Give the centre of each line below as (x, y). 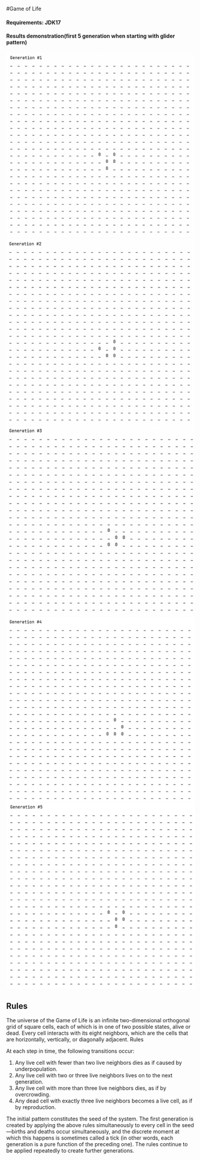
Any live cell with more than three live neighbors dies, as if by (90, 1088)
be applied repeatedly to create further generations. (70, 1151)
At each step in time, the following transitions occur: (70, 1051)
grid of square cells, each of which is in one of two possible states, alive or (99, 1027)
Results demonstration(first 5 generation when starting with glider (91, 36)
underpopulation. (36, 1069)
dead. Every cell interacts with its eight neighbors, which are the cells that (97, 1033)
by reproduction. (35, 1107)
